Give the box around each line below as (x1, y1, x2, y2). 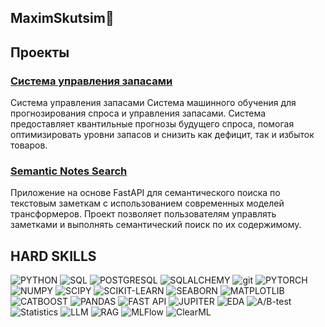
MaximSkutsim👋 (10, 10, 115, 27)
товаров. (10, 139, 48, 151)
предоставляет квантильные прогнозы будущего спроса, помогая (10, 118, 295, 130)
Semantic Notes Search (10, 164, 128, 178)
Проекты (10, 44, 70, 61)
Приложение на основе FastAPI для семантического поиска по (10, 187, 281, 199)
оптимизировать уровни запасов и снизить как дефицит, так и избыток (10, 129, 315, 141)
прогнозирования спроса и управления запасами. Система (10, 107, 267, 120)
